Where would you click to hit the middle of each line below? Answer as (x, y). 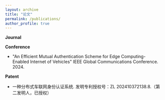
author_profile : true (27, 23)
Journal (13, 37)
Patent (12, 76)
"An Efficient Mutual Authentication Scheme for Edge (66, 57)
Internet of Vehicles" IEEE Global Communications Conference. (94, 62)
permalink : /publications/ (33, 19)
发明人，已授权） (34, 93)
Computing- (133, 57)
